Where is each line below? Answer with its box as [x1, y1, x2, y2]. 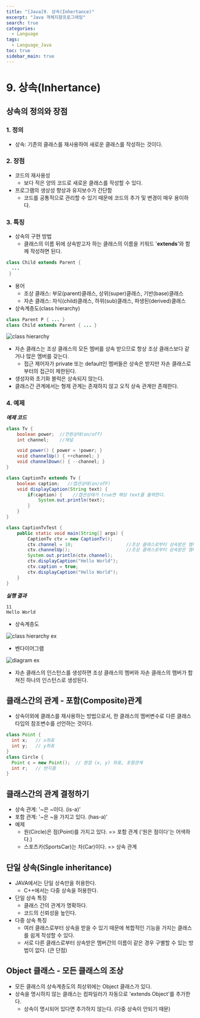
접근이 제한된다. [39, 368, 77, 375]
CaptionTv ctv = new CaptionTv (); [27, 536, 113, 542]
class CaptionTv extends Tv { [6, 475, 82, 481]
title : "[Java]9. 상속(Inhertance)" [6, 8, 95, 15]
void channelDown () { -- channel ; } [17, 458, 105, 465]
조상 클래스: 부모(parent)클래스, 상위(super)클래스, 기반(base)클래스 [23, 289, 184, 296]
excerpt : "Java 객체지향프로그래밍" [6, 14, 86, 20]
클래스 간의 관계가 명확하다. [23, 901, 87, 909]
